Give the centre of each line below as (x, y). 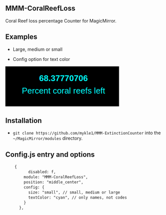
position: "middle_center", (54, 182)
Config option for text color (41, 59)
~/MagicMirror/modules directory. (48, 138)
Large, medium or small (38, 49)
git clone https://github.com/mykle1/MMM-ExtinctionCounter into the (87, 133)
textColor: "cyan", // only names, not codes (77, 198)
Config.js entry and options (50, 154)
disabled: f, (42, 172)
